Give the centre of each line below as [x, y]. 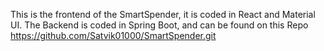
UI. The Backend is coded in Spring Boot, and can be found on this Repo [159, 25]
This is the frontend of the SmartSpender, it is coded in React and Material [163, 14]
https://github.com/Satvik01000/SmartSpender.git [113, 35]
